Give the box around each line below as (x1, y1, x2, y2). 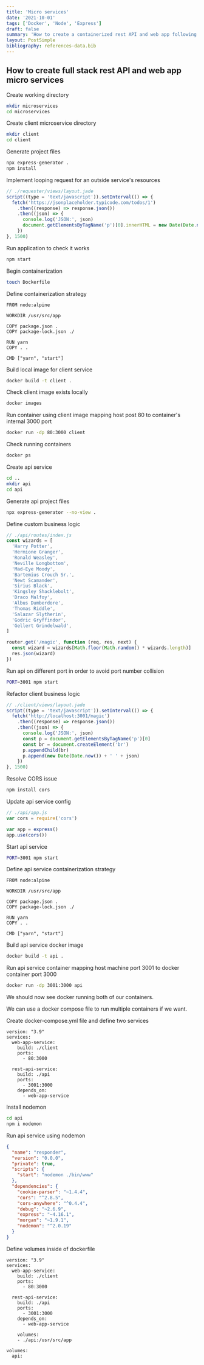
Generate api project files (6, 497, 70, 505)
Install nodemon (6, 1103, 47, 1111)
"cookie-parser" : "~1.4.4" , (17, 1188, 88, 1195)
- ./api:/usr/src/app (17, 1337, 72, 1343)
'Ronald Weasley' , (12, 555, 59, 561)
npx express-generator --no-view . (6, 509, 97, 515)
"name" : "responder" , (12, 1149, 67, 1156)
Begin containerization (6, 267, 63, 275)
